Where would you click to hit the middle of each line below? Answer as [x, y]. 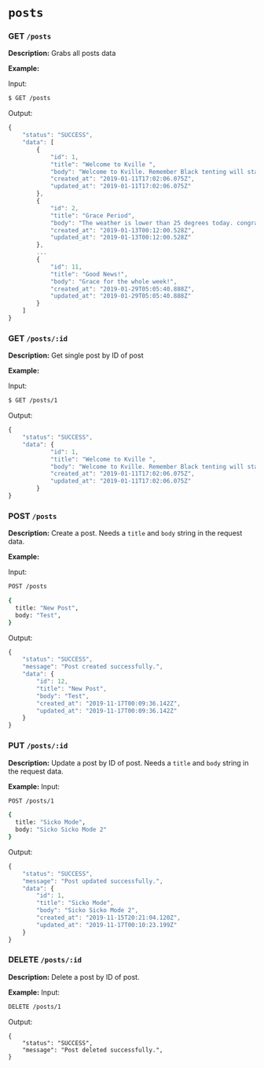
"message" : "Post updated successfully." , [93, 881]
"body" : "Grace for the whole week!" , [114, 281]
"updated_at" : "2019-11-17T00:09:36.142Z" [107, 710]
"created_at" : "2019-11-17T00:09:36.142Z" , [108, 703]
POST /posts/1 [31, 801]
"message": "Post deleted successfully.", [93, 1050]
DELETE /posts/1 [35, 1007]
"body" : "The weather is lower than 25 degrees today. [142, 223]
